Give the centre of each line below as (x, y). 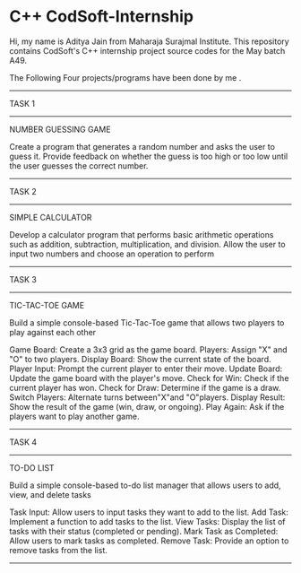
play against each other (53, 332)
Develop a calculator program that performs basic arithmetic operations (142, 234)
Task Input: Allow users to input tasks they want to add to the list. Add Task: (149, 512)
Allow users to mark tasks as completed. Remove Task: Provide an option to (149, 541)
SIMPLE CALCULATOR (51, 217)
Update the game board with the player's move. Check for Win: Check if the (149, 378)
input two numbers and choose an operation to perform (112, 254)
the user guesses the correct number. (79, 165)
